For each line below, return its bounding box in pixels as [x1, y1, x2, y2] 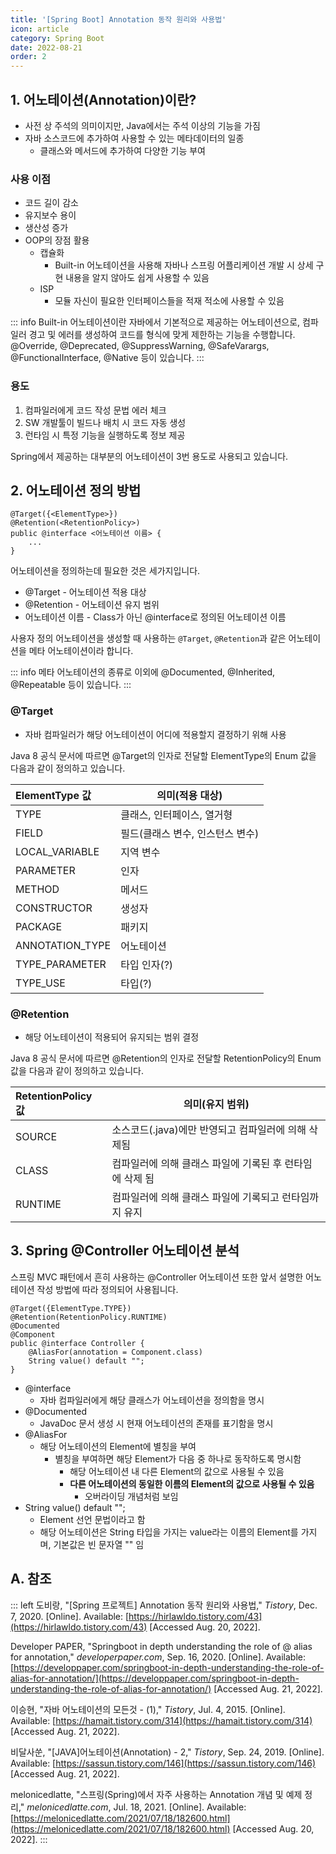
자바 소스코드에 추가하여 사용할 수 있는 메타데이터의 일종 [24, 132, 245, 144]
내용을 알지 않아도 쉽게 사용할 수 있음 [65, 272, 210, 284]
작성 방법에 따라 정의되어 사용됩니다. [36, 1283, 179, 1295]
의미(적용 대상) [156, 788, 223, 802]
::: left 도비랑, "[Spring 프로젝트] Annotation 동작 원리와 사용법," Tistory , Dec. [10, 1599, 318, 1611]
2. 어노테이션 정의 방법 [10, 482, 142, 499]
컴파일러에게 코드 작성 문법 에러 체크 [24, 404, 167, 416]
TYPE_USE [15, 976, 66, 990]
